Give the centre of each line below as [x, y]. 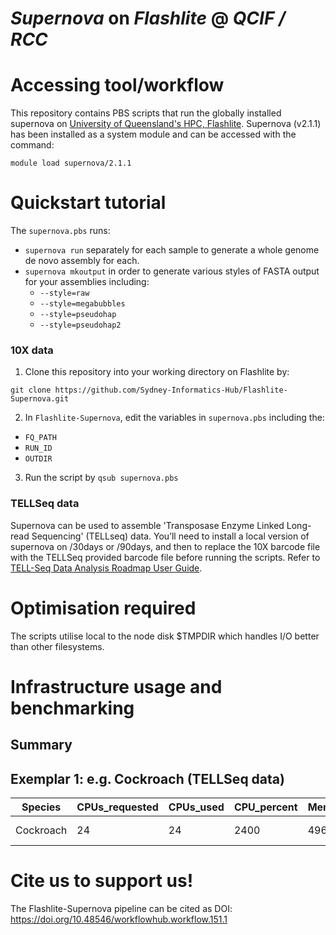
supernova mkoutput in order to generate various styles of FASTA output [172, 271]
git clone [31, 390]
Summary [41, 745]
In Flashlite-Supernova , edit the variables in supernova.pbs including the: [174, 418]
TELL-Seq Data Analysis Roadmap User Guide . [106, 568]
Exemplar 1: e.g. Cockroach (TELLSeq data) [147, 778]
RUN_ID [38, 448]
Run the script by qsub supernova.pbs [101, 478]
